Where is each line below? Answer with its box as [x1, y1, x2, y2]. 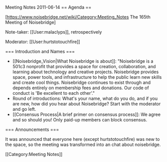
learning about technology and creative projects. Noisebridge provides [12, 69, 159, 75]
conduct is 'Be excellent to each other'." [12, 90, 95, 96]
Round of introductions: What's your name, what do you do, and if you [12, 95, 158, 101]
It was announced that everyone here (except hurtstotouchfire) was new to [5, 136, 160, 142]
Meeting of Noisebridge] [5, 20, 56, 25]
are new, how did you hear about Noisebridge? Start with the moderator [12, 101, 161, 107]
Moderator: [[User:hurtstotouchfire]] [5, 39, 80, 45]
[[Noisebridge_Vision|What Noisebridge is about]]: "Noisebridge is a [12, 58, 154, 64]
